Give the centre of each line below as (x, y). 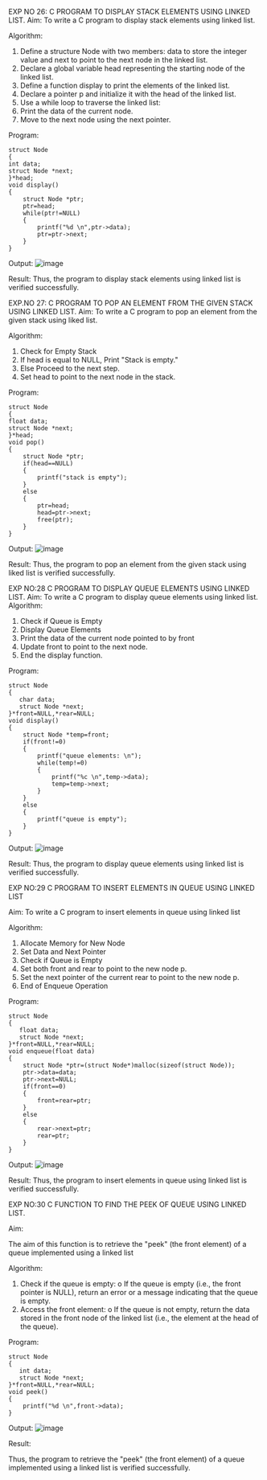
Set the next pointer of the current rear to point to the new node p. (129, 977)
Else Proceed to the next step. (70, 368)
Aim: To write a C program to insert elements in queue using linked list (125, 912)
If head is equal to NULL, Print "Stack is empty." (99, 360)
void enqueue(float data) (51, 1052)
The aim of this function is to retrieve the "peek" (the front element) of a (127, 1244)
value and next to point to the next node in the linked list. (114, 60)
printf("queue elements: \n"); (90, 756)
